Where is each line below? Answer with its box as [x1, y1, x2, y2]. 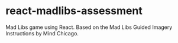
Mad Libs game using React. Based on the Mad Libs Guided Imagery [5, 24, 173, 31]
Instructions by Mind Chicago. [5, 29, 79, 37]
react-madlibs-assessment [5, 4, 143, 18]
